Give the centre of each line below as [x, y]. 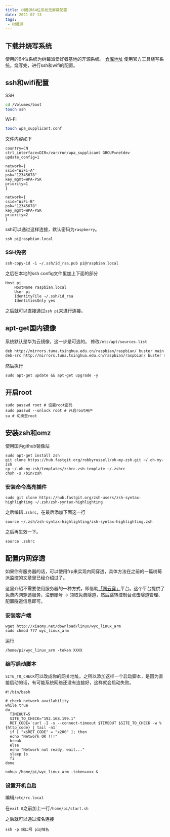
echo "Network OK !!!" [34, 736]
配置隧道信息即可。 [25, 601]
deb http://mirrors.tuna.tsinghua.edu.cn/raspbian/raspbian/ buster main [85, 351]
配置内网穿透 [25, 558]
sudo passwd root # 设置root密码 [39, 405]
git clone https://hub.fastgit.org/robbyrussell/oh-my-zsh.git [73, 460]
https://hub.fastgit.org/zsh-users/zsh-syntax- [90, 498]
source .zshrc [20, 542]
